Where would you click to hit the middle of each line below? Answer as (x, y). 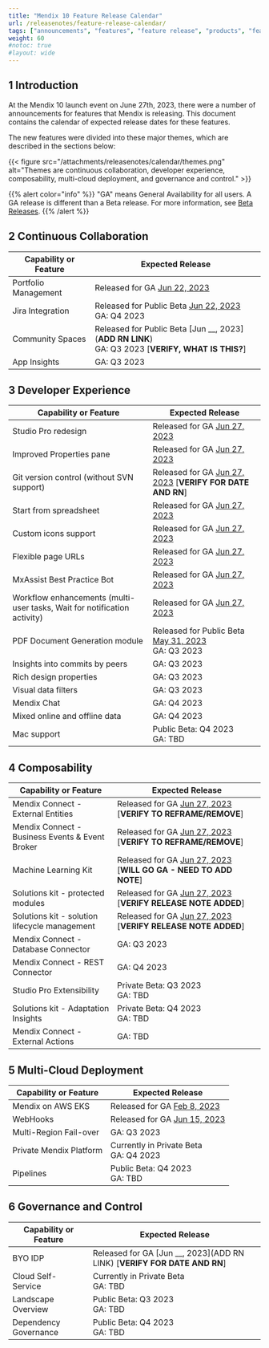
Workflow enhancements (59, 598)
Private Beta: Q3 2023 (159, 985)
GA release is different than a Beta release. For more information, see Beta (131, 202)
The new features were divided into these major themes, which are (118, 137)
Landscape (33, 1299)
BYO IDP (28, 1258)
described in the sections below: (62, 146)
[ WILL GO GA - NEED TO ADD (175, 870)
